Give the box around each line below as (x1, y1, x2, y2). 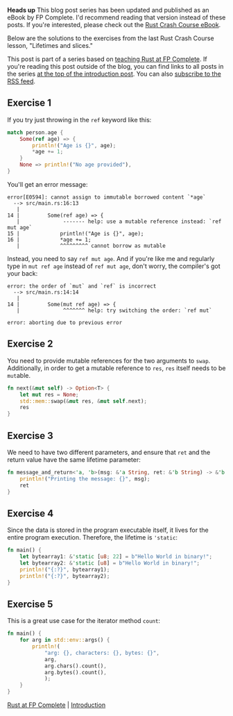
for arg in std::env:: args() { (19, 637, 110, 644)
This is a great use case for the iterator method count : (7, 617, 161, 625)
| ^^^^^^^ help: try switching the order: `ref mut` (16, 307, 213, 314)
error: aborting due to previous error (7, 319, 123, 326)
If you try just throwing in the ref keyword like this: (7, 115, 152, 124)
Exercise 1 (7, 97, 52, 109)
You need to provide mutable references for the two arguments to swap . (7, 356, 211, 365)
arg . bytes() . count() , (44, 669, 107, 676)
